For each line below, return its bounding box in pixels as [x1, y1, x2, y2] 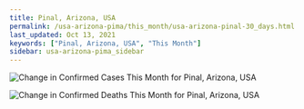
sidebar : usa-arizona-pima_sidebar [9, 47, 145, 56]
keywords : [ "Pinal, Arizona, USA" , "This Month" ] [9, 38, 202, 48]
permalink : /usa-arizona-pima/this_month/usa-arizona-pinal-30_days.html [9, 22, 296, 31]
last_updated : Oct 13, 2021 [9, 30, 117, 39]
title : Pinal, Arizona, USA [9, 13, 117, 23]
